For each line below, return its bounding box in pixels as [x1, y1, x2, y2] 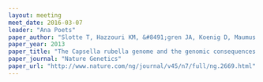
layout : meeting [8, 11, 62, 20]
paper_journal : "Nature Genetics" [8, 55, 122, 63]
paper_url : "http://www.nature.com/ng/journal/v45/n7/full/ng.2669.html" [8, 62, 257, 70]
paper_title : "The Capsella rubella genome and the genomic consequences [8, 48, 257, 55]
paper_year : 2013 [8, 41, 66, 48]
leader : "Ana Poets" [8, 26, 77, 34]
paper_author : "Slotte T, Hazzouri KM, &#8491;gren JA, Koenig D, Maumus [8, 33, 257, 41]
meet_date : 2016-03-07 [8, 19, 83, 27]
